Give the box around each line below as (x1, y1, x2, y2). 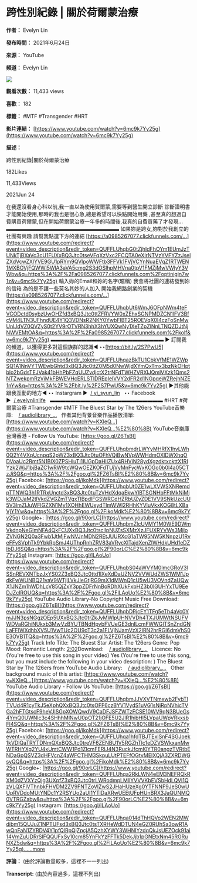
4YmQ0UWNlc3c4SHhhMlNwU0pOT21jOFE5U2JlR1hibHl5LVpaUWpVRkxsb (6, 714, 189, 721)
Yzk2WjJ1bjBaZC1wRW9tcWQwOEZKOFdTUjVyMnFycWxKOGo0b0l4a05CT (6, 464, 189, 471)
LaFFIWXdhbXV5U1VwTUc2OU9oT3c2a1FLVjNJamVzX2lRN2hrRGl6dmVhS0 (6, 626, 191, 633)
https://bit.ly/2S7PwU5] (107, 343, 164, 350)
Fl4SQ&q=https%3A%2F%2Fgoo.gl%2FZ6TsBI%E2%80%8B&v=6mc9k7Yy (6, 720, 190, 728)
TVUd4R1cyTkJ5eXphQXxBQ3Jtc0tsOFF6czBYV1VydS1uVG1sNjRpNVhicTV (6, 702, 189, 709)
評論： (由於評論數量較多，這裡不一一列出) (6, 858, 110, 865)
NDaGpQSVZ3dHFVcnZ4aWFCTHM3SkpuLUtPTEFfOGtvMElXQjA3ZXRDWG (6, 752, 191, 759)
